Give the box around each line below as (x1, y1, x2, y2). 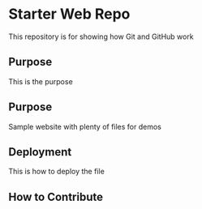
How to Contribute (8, 190, 104, 203)
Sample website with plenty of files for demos (8, 122, 162, 131)
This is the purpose (8, 76, 73, 86)
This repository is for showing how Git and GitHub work (8, 32, 194, 41)
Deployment (8, 145, 72, 159)
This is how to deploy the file (8, 167, 105, 177)
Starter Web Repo (8, 5, 131, 23)
